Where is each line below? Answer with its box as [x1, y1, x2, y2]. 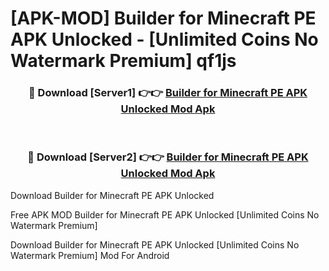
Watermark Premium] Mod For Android [10, 249, 170, 261]
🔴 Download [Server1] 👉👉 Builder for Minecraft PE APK [28, 86, 308, 100]
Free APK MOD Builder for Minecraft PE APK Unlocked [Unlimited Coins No [10, 208, 320, 221]
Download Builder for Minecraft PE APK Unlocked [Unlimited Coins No [10, 238, 300, 251]
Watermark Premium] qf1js [10, 50, 237, 72]
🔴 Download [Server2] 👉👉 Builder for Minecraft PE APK [27, 150, 309, 164]
